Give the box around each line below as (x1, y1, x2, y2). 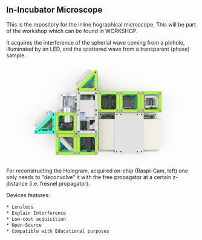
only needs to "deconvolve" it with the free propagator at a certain (6, 173, 172, 180)
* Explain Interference (6, 210, 67, 216)
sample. (6, 51, 26, 59)
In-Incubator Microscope (6, 5, 103, 15)
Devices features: (6, 191, 50, 198)
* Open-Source (6, 222, 42, 228)
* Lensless (6, 204, 34, 210)
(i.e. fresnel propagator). (29, 180, 90, 187)
